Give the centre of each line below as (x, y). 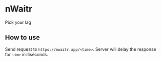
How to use (22, 38)
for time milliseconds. (27, 54)
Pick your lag (18, 22)
